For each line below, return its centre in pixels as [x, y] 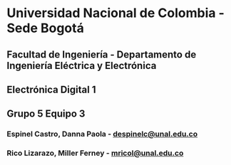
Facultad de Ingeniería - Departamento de [102, 54]
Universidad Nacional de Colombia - [116, 13]
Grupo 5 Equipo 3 [46, 114]
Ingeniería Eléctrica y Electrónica [82, 65]
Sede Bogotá [46, 28]
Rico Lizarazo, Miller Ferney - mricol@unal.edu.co [95, 153]
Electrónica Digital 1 [51, 89]
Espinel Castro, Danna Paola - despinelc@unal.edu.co [102, 134]
